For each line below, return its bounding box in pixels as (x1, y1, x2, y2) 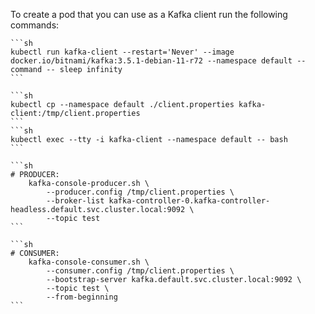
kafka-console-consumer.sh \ (28, 257, 150, 267)
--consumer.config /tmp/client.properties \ (46, 266, 235, 276)
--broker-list (46, 196, 105, 206)
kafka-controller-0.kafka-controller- (108, 196, 271, 206)
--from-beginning (46, 292, 118, 302)
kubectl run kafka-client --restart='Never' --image (10, 47, 235, 57)
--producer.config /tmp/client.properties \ (46, 187, 235, 197)
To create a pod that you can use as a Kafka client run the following (10, 9, 288, 20)
